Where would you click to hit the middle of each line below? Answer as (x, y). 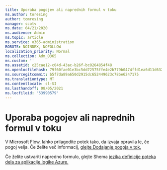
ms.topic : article (24, 38)
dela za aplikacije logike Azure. (37, 162)
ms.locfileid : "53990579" (32, 93)
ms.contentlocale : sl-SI (31, 84)
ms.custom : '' (20, 61)
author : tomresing (24, 19)
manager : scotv (21, 24)
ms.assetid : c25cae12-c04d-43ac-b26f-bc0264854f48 (59, 65)
